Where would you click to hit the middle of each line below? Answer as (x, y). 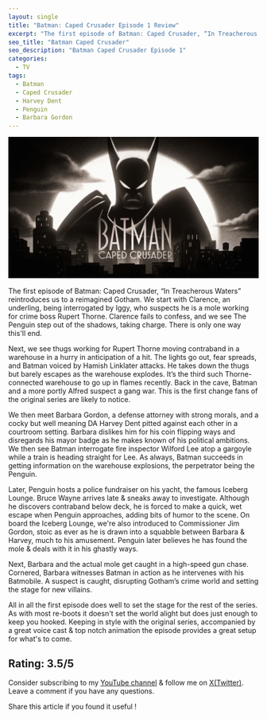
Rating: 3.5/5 (41, 664)
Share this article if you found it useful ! (73, 707)
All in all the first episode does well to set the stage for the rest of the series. (133, 604)
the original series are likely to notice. (70, 399)
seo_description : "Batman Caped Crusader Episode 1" (97, 51)
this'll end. (25, 333)
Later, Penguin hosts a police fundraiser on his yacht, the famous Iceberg (128, 489)
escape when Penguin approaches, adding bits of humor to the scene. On (129, 514)
